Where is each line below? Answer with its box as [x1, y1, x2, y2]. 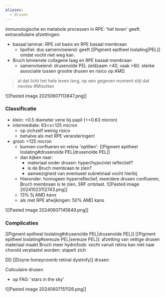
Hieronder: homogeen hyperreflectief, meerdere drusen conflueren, [20, 175, 160, 182]
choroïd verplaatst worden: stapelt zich [5, 247, 86, 253]
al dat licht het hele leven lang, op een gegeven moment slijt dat [17, 78, 149, 84]
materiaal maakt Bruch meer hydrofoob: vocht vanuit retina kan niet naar [5, 242, 155, 248]
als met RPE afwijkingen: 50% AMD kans [20, 197, 104, 203]
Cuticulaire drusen [5, 267, 44, 273]
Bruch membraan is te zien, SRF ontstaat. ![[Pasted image [20, 181, 139, 187]
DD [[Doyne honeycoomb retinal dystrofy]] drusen [5, 257, 109, 263]
